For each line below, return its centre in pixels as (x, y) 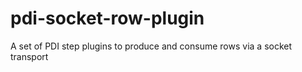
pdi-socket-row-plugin (107, 18)
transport (29, 56)
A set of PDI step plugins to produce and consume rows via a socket (151, 46)
